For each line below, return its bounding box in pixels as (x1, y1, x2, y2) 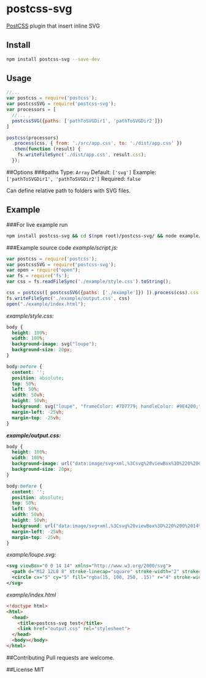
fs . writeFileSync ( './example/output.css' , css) (6, 295, 131, 302)
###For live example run (6, 221, 68, 228)
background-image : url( (12, 460, 72, 467)
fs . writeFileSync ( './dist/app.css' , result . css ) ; (17, 152, 147, 158)
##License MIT (6, 666, 45, 673)
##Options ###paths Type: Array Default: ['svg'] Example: (6, 168, 156, 176)
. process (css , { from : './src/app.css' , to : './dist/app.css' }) (12, 140, 183, 147)
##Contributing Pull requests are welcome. (6, 653, 115, 661)
